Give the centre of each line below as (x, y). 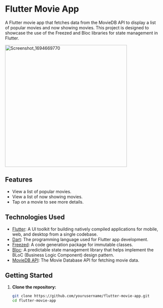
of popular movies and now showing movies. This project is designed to (77, 27)
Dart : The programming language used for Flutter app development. (80, 239)
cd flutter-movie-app (34, 301)
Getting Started (29, 275)
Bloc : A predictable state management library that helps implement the (83, 249)
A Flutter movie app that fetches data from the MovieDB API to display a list (81, 22)
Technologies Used (35, 217)
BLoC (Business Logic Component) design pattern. (63, 255)
